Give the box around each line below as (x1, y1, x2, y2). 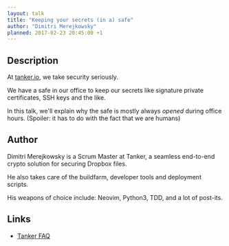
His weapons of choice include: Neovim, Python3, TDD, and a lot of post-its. (7, 193, 223, 201)
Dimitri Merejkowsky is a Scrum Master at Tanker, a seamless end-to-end (7, 152, 215, 160)
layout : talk (7, 10, 45, 17)
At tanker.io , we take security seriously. (7, 73, 119, 81)
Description (7, 54, 58, 66)
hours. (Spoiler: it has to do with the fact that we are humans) (7, 114, 181, 122)
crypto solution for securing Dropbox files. (7, 159, 127, 168)
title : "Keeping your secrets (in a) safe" (7, 16, 134, 23)
